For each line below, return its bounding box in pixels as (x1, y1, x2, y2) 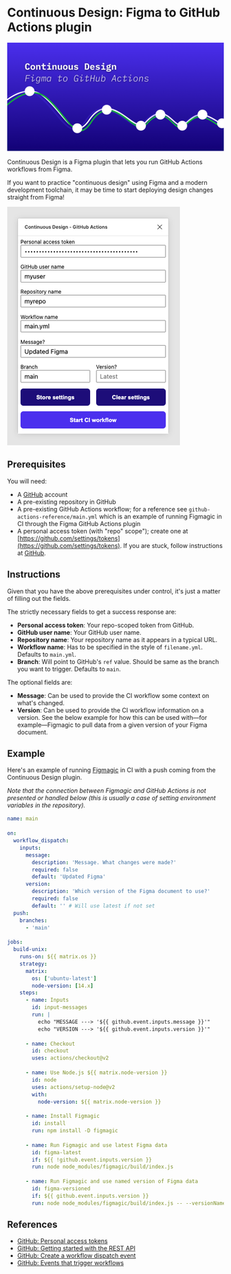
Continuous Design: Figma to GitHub (7, 5, 221, 21)
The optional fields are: (7, 678, 73, 686)
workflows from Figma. (7, 165, 73, 173)
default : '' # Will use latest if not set (32, 902, 155, 909)
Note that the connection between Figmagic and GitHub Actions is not (7, 787, 206, 795)
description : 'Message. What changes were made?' (32, 859, 177, 866)
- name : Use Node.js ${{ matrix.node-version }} (25, 1069, 168, 1076)
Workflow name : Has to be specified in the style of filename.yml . (16, 643, 203, 651)
